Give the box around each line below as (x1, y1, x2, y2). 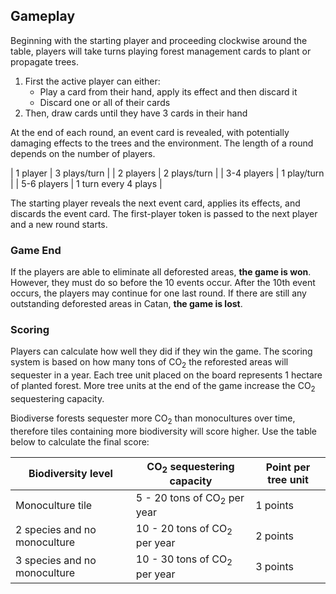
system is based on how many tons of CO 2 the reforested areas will (10, 356, 289, 371)
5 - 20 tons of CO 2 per (135, 490, 245, 507)
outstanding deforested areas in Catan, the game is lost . (10, 298, 243, 310)
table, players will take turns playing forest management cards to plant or (10, 45, 312, 57)
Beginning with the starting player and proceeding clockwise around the (10, 34, 308, 46)
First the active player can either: (24, 75, 161, 87)
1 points (255, 498, 295, 512)
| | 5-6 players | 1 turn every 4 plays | (10, 177, 163, 189)
